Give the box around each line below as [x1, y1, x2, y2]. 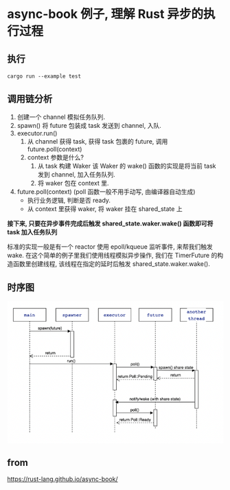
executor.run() [16, 129, 58, 137]
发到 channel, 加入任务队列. [37, 170, 115, 179]
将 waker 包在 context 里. [37, 179, 109, 187]
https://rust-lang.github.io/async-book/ [7, 475, 118, 483]
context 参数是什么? [27, 153, 84, 162]
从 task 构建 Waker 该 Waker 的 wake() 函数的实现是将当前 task [37, 162, 216, 170]
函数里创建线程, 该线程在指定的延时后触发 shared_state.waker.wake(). [12, 259, 211, 268]
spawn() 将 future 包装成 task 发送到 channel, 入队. [16, 121, 161, 129]
